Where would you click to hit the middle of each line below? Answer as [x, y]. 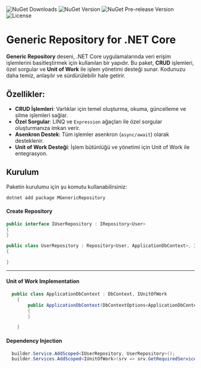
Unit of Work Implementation [43, 281]
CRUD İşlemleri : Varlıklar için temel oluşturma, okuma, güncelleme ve [100, 108]
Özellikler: [26, 94]
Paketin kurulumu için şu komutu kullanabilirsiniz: [67, 186]
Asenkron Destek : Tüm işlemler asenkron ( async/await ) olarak [92, 134]
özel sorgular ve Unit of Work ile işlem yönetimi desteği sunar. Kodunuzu [96, 69]
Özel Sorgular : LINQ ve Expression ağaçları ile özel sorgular [89, 121]
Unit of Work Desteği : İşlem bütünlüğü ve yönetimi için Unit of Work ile [102, 147]
